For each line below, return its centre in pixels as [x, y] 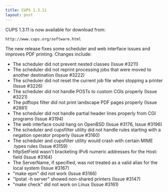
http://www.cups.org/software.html [43, 39]
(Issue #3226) [28, 86]
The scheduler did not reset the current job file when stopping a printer [88, 80]
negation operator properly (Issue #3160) [56, 135]
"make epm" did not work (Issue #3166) [55, 173]
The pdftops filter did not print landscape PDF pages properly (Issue [85, 102]
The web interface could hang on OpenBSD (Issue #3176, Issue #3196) [87, 124]
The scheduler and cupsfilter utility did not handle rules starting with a [87, 130]
